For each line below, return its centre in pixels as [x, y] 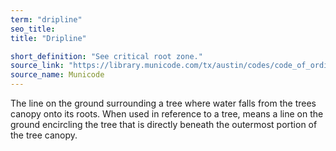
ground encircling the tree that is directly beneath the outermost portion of [164, 124]
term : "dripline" [46, 19]
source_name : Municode [57, 75]
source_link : [37, 66]
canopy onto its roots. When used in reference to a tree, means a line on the [167, 114]
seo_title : [33, 29]
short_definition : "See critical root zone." [106, 56]
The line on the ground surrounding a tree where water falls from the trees [163, 103]
